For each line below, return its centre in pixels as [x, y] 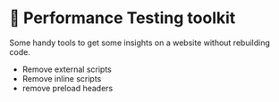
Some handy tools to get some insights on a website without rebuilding [140, 43]
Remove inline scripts [62, 78]
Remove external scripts [67, 69]
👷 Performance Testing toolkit [123, 18]
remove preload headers [68, 88]
